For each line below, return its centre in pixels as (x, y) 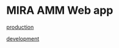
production (20, 27)
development (23, 38)
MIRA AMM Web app (60, 10)
